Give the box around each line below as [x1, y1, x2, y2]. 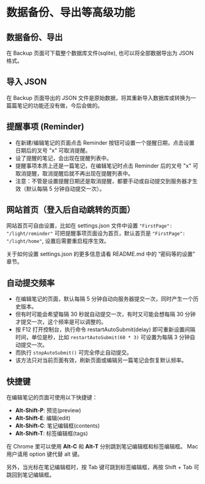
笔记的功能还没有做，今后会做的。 [17, 102, 103, 109]
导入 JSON [6, 77, 47, 87]
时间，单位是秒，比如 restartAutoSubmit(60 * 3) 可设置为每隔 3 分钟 [15, 334, 190, 341]
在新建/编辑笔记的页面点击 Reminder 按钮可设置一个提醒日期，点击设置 [15, 139, 195, 146]
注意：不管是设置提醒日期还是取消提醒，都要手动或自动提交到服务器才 [15, 177, 193, 185]
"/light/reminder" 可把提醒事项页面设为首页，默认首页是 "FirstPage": [6, 229, 185, 237]
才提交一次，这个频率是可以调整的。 [15, 318, 107, 326]
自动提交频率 [6, 277, 55, 288]
